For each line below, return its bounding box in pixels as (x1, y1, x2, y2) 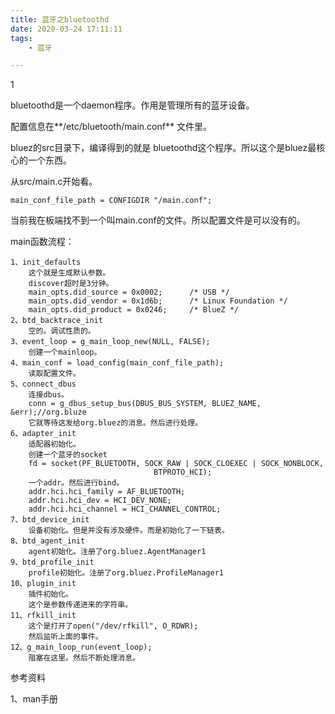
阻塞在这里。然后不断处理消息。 (28, 653, 141, 663)
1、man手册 (10, 693, 59, 705)
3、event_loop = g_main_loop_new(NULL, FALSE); (10, 337, 211, 347)
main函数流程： (10, 236, 75, 248)
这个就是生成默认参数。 (28, 268, 111, 278)
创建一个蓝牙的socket (28, 450, 108, 460)
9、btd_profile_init (10, 557, 95, 568)
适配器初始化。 (28, 439, 81, 450)
